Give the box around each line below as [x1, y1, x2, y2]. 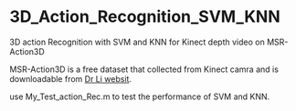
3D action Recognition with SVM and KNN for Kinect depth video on [9, 36, 265, 47]
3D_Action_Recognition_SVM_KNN [9, 6, 280, 27]
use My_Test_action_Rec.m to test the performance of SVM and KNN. [9, 91, 270, 102]
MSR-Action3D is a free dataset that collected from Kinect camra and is [9, 64, 279, 75]
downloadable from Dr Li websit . [9, 73, 132, 84]
